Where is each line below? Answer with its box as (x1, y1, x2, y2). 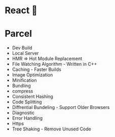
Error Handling (12, 115, 43, 121)
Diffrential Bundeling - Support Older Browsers (12, 104, 110, 111)
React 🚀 (5, 5, 37, 16)
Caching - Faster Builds (12, 66, 61, 73)
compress (12, 88, 33, 94)
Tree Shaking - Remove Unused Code (12, 126, 92, 132)
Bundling (12, 83, 31, 89)
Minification (12, 77, 37, 84)
